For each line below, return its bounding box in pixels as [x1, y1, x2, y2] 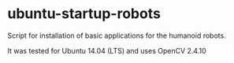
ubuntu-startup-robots [7, 5, 161, 23]
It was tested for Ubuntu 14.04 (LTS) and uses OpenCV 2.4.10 [7, 46, 206, 55]
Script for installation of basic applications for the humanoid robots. [7, 31, 226, 40]
